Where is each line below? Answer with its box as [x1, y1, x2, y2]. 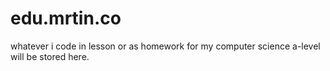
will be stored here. [10, 50, 90, 62]
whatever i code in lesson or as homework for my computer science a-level [10, 40, 321, 52]
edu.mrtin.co [10, 7, 122, 30]
